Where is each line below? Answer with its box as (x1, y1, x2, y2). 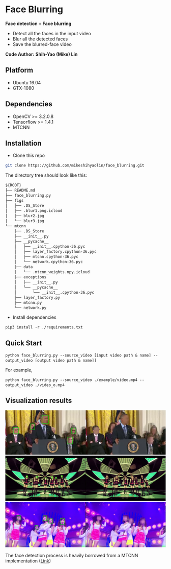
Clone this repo (12, 152, 45, 159)
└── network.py (14, 305, 47, 311)
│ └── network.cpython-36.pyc (14, 259, 83, 265)
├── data (14, 265, 33, 270)
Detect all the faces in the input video (12, 30, 92, 36)
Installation (5, 139, 42, 148)
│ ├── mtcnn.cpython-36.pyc (14, 254, 79, 259)
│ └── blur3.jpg (5, 219, 44, 224)
